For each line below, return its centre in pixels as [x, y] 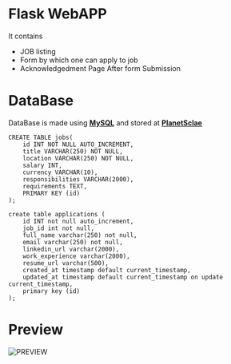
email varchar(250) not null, [73, 242]
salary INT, [42, 165]
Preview [36, 330]
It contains [26, 36]
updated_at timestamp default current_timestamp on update [123, 277]
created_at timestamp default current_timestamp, [107, 270]
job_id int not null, [58, 228]
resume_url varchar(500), [66, 263]
